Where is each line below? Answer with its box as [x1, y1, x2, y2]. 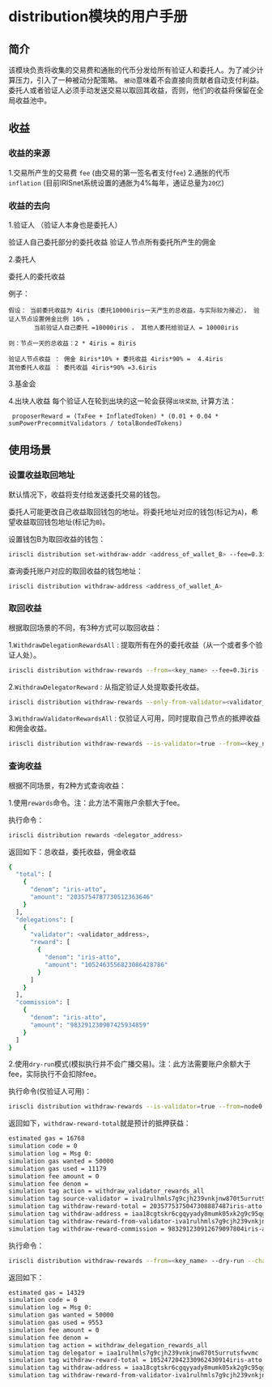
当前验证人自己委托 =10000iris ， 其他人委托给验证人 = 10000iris [33, 323, 240, 332]
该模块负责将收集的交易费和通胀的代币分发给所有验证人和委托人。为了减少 [8, 66, 257, 74]
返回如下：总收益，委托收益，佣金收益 [8, 847, 136, 857]
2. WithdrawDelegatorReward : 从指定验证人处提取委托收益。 [8, 682, 204, 691]
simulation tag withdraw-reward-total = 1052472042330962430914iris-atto [8, 1356, 263, 1364]
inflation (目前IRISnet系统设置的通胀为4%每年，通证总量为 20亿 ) [8, 177, 225, 187]
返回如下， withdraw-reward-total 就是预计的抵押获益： [8, 1118, 192, 1128]
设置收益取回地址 [8, 470, 75, 481]
